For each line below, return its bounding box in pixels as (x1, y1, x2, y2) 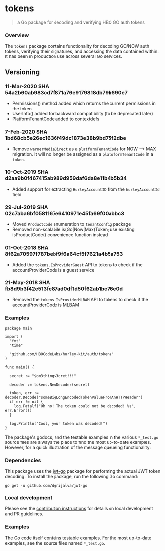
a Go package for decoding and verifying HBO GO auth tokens (17, 19, 145, 25)
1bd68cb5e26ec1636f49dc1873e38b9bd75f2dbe (5, 134, 126, 141)
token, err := (9, 390, 39, 395)
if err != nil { (9, 399, 43, 404)
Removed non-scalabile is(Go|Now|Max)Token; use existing (12, 226, 135, 232)
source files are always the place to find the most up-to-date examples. (5, 439, 151, 445)
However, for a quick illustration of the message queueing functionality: (5, 444, 151, 450)
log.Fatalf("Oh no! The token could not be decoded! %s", (14, 403, 136, 409)
